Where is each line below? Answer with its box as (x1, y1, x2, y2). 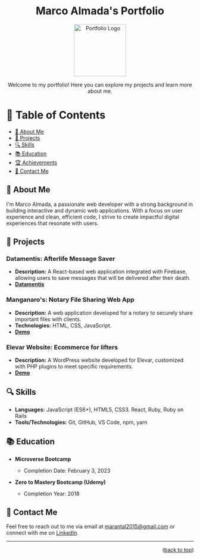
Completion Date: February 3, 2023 (23, 467, 111, 474)
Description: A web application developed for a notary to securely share (14, 309, 193, 316)
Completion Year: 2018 (23, 490, 80, 497)
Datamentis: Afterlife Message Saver (6, 255, 115, 263)
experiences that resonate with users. (6, 219, 99, 227)
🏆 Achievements (14, 159, 58, 166)
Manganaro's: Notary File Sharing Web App (6, 296, 135, 304)
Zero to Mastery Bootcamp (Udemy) (14, 478, 106, 486)
